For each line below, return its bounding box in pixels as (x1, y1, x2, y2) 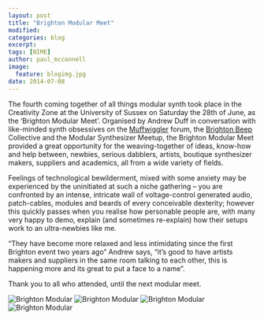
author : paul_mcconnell (8, 56, 87, 64)
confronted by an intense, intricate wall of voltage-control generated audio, (8, 190, 253, 199)
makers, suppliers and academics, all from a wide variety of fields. (8, 158, 224, 167)
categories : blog (8, 33, 65, 42)
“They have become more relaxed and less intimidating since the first (8, 238, 233, 248)
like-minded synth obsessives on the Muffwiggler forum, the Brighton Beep (8, 124, 253, 134)
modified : (8, 26, 41, 34)
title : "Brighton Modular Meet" (8, 19, 114, 27)
